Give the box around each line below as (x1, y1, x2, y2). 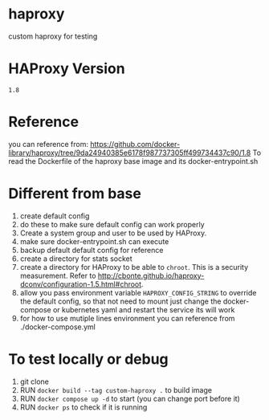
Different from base (8, 185, 142, 202)
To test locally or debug (8, 350, 169, 368)
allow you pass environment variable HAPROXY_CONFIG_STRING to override (19, 287, 257, 297)
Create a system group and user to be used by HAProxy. (19, 228, 207, 238)
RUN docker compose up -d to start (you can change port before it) (19, 393, 241, 403)
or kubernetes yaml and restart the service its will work (52, 304, 235, 314)
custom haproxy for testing (8, 31, 98, 41)
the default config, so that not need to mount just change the (19, 296, 222, 306)
